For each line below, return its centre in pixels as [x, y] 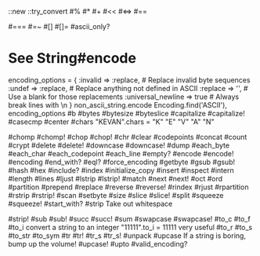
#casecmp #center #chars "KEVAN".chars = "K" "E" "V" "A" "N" [111, 122]
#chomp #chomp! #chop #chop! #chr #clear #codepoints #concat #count [128, 137]
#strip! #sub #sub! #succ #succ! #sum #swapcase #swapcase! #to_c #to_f [129, 218]
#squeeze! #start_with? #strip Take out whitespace [90, 203]
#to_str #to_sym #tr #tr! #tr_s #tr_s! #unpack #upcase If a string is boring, [127, 236]
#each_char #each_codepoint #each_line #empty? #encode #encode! [121, 153]
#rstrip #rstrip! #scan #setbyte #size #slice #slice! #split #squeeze [116, 195]
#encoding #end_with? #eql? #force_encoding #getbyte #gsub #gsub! [122, 162]
